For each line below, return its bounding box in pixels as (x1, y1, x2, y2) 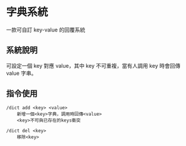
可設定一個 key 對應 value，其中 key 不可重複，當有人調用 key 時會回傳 (6, 62, 181, 69)
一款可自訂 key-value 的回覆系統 (6, 26, 86, 33)
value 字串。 (6, 69, 37, 77)
